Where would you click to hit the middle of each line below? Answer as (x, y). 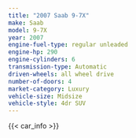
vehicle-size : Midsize (45, 96)
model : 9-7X (28, 30)
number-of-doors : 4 (40, 81)
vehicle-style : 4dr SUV (47, 103)
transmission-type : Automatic (58, 67)
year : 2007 (26, 37)
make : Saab (26, 23)
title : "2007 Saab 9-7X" (49, 15)
